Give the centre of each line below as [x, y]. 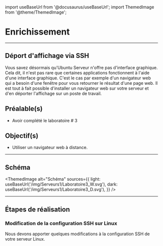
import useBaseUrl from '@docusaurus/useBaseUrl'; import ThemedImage [80, 7]
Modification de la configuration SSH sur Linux [61, 223]
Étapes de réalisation [38, 209]
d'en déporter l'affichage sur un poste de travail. [53, 93]
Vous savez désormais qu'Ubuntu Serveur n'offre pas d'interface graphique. [81, 67]
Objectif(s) [22, 136]
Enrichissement [38, 32]
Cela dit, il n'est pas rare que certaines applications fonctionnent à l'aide [77, 73]
